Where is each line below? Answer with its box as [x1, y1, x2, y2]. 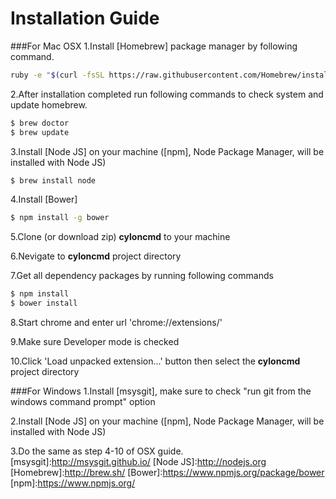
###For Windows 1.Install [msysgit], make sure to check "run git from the [10, 385, 312, 397]
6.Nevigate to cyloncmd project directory [10, 250, 182, 262]
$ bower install [10, 298, 78, 309]
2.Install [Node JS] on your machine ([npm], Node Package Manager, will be [10, 415, 325, 427]
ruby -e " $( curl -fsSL [10, 70, 105, 80]
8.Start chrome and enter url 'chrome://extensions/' [10, 317, 223, 329]
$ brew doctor [10, 118, 70, 128]
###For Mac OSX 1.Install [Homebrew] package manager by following [10, 40, 298, 52]
